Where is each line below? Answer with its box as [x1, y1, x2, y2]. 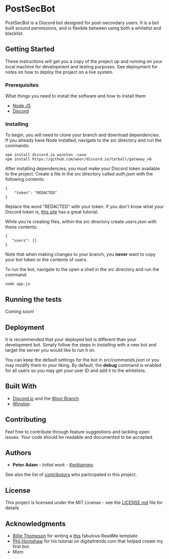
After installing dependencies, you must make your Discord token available [5, 165, 160, 171]
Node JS [12, 103, 31, 109]
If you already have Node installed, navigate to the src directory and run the [5, 137, 162, 143]
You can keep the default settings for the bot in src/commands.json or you [5, 356, 159, 362]
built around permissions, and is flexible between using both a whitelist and [5, 25, 161, 31]
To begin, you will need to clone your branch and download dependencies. [5, 132, 160, 138]
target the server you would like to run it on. [5, 347, 96, 353]
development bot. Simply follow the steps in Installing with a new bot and [5, 341, 157, 347]
